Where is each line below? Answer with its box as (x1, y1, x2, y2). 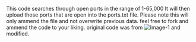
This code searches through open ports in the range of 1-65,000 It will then (6, 5, 190, 12)
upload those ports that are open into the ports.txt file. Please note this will (6, 11, 189, 18)
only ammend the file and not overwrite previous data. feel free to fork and (6, 18, 189, 24)
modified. (6, 30, 30, 37)
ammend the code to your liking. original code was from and (6, 24, 181, 31)
